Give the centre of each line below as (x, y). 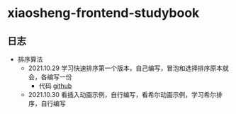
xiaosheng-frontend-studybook (103, 13)
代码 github (55, 86)
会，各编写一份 (50, 77)
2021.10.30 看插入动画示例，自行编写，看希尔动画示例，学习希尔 (122, 95)
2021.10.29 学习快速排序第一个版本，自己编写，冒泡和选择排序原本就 (128, 68)
